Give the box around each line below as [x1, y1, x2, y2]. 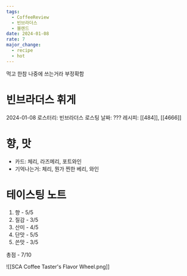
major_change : [6, 42, 42, 48]
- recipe [11, 48, 33, 54]
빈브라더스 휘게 [6, 93, 76, 106]
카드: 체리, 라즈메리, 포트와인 [14, 158, 82, 165]
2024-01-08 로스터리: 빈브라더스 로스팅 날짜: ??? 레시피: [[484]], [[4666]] [6, 114, 182, 121]
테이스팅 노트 [6, 188, 67, 202]
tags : [6, 8, 20, 15]
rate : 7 [6, 36, 26, 42]
